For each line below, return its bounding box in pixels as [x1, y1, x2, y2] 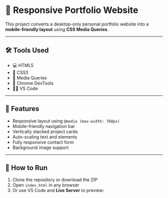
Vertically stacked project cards [12, 128, 78, 134]
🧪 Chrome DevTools [12, 80, 54, 86]
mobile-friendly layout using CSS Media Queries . [5, 26, 109, 32]
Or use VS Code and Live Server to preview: [12, 187, 104, 193]
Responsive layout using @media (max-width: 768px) [12, 117, 120, 124]
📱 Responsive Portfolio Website [5, 4, 138, 16]
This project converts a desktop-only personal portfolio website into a [5, 21, 149, 27]
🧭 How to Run [5, 163, 48, 172]
